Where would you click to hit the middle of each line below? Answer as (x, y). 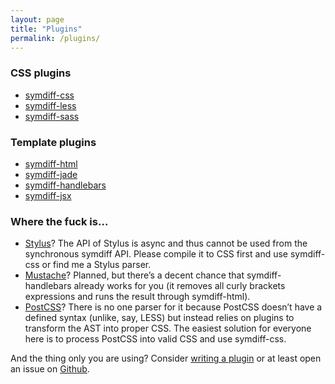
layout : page (37, 19)
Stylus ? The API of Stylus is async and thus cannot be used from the (166, 243)
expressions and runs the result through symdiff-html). (137, 297)
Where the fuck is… (59, 221)
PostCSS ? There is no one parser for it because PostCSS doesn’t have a (173, 307)
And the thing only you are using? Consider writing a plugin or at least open (166, 358)
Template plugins (53, 142)
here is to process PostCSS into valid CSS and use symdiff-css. (155, 339)
